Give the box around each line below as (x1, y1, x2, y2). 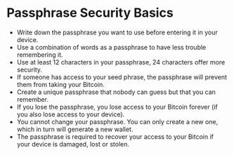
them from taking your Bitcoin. (16, 80, 105, 88)
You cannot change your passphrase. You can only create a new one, (16, 117, 219, 126)
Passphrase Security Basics (6, 5, 174, 21)
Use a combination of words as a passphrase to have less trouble (16, 43, 207, 51)
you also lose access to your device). (16, 110, 125, 119)
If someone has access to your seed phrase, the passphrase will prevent (16, 72, 228, 81)
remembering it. (16, 50, 64, 59)
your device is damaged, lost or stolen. (16, 140, 130, 148)
